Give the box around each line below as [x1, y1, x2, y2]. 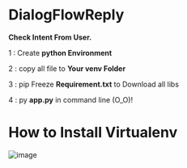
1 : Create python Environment [8, 48, 113, 57]
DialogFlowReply [8, 6, 125, 24]
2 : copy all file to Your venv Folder [8, 63, 126, 73]
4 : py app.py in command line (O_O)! [8, 94, 134, 104]
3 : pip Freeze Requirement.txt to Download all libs [8, 79, 180, 89]
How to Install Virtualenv [8, 124, 178, 142]
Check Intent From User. [8, 32, 92, 42]
